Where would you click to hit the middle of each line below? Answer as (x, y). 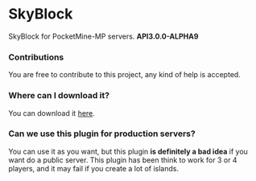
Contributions (36, 57)
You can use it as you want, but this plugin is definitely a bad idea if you (128, 151)
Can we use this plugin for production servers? (102, 134)
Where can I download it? (59, 96)
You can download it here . (52, 113)
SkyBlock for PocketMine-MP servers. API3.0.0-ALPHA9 (103, 36)
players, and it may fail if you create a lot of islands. (94, 168)
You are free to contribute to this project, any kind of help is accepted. (125, 75)
